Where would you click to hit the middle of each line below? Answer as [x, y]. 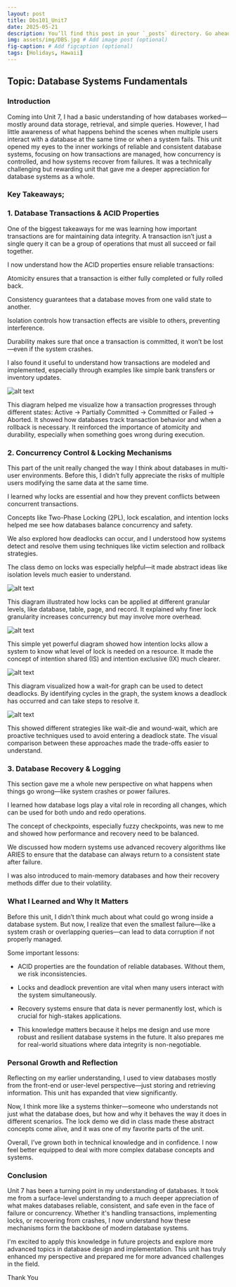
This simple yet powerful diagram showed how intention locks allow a [108, 644]
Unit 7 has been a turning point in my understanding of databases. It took [113, 1191]
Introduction [29, 101]
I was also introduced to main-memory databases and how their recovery [113, 876]
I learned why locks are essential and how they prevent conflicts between [114, 496]
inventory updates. [34, 377]
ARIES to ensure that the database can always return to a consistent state [113, 854]
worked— [213, 117]
